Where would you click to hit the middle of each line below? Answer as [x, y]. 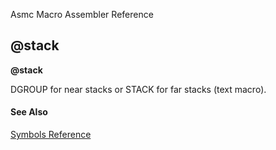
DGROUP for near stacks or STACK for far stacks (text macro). [138, 89]
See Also [29, 112]
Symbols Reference [51, 135]
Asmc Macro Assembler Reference [82, 14]
